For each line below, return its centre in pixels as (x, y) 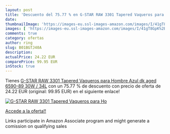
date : (11, 19)
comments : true (21, 33)
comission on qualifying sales (36, 126)
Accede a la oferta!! (26, 111)
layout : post (19, 10)
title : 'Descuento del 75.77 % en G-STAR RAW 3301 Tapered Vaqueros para (85, 15)
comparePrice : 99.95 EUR (31, 62)
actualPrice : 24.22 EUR (30, 57)
